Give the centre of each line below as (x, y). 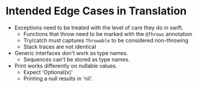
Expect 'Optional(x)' (48, 72)
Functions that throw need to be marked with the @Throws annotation (108, 34)
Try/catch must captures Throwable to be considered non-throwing (106, 40)
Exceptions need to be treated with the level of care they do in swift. (99, 28)
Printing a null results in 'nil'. (58, 78)
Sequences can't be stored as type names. (76, 59)
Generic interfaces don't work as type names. (71, 53)
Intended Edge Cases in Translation (96, 11)
